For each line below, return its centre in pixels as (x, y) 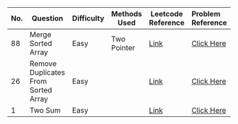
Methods (126, 14)
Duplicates (47, 72)
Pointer (123, 48)
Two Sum (45, 110)
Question (47, 18)
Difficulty (88, 18)
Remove (43, 64)
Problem (206, 14)
